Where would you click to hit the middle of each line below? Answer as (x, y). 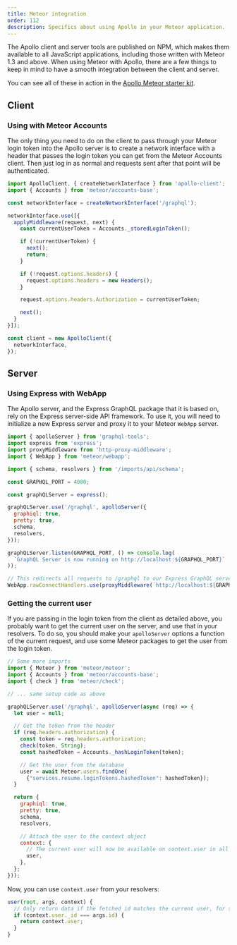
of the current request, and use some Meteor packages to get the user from (117, 641)
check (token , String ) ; (53, 746)
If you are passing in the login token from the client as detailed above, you (115, 618)
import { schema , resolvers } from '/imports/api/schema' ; (96, 469)
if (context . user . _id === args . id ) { (69, 915)
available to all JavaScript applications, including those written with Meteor (116, 54)
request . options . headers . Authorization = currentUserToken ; (110, 300)
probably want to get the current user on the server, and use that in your (112, 626)
